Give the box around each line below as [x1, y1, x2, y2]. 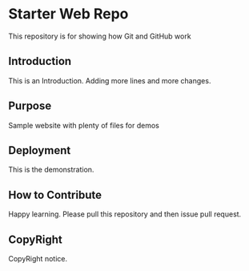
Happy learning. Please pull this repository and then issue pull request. [8, 209, 242, 219]
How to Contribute [8, 188, 102, 201]
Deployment [8, 144, 71, 157]
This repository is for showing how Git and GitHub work [8, 31, 191, 41]
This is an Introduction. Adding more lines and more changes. [8, 75, 211, 85]
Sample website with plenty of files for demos [8, 120, 160, 130]
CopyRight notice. [8, 254, 68, 263]
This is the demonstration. [8, 165, 94, 175]
